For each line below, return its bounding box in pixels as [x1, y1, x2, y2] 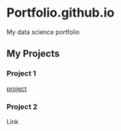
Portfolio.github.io [6, 5, 115, 21]
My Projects [6, 48, 60, 60]
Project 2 [6, 102, 38, 112]
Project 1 [6, 69, 36, 78]
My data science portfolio [6, 28, 80, 36]
